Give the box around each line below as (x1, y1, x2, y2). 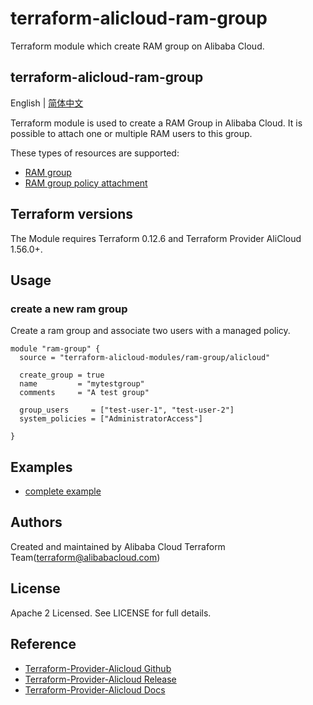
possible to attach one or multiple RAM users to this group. (10, 127, 253, 139)
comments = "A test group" (19, 388, 150, 398)
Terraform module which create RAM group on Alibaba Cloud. (10, 40, 265, 52)
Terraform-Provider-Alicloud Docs (24, 683, 166, 696)
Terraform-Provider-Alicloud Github (24, 662, 172, 674)
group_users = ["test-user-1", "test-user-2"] (19, 405, 235, 416)
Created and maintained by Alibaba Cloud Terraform (10, 540, 226, 552)
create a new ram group (10, 302, 128, 316)
